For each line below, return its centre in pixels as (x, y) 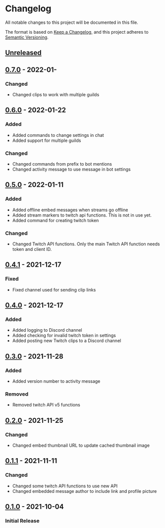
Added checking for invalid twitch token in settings (64, 336)
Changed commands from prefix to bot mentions (62, 164)
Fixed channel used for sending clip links (54, 290)
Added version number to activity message (56, 381)
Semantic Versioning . (27, 37)
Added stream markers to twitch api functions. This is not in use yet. (82, 215)
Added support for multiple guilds (47, 140)
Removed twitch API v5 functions (46, 405)
